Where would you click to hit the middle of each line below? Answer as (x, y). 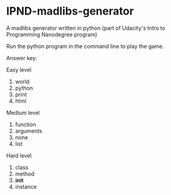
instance (26, 186)
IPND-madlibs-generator (70, 11)
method (25, 174)
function (25, 124)
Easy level (19, 70)
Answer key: (22, 58)
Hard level (19, 156)
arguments (29, 131)
